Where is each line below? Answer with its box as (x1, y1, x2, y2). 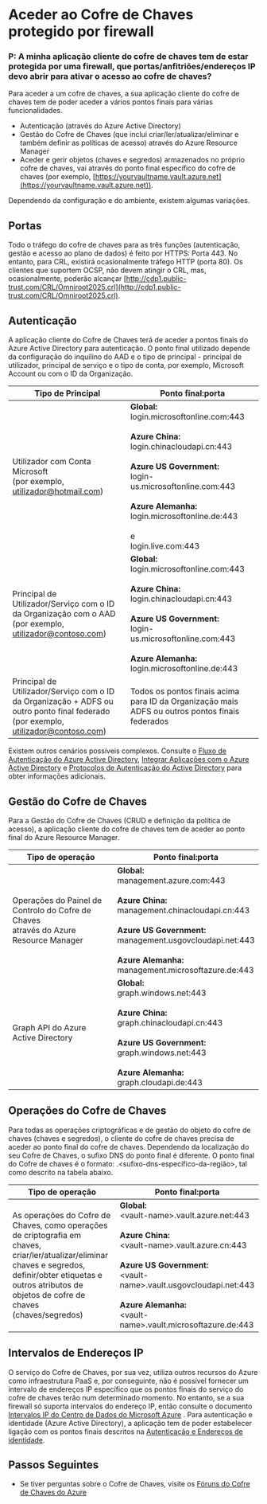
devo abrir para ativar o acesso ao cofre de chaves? (8, 71, 212, 82)
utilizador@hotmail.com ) (12, 486, 104, 497)
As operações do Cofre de (12, 1209, 111, 1221)
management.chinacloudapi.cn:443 (117, 904, 250, 916)
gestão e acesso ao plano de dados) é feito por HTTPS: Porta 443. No (8, 248, 238, 258)
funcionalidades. (8, 106, 64, 115)
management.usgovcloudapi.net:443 (117, 934, 255, 945)
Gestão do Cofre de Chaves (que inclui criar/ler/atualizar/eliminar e (19, 130, 239, 139)
